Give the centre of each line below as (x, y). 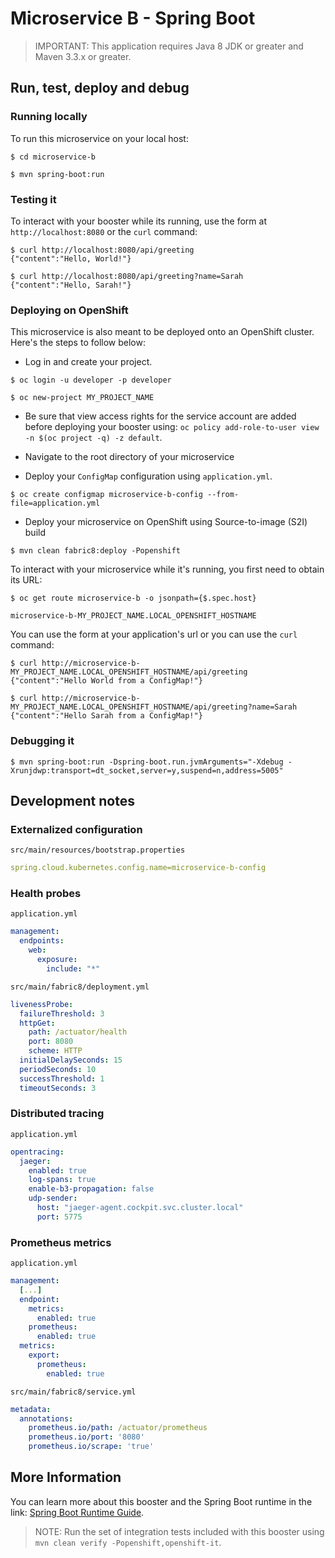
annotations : (46, 1418)
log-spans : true (62, 1180)
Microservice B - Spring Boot (133, 18)
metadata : (31, 1409)
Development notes (72, 800)
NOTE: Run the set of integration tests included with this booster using (179, 1531)
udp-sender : (53, 1198)
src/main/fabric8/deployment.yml (80, 987)
